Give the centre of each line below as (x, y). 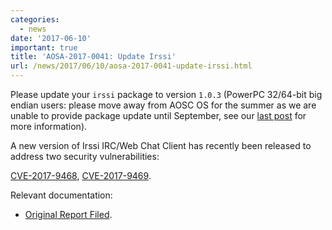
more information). (49, 126)
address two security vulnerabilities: (85, 156)
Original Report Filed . (68, 214)
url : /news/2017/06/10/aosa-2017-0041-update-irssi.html (131, 66)
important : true (44, 47)
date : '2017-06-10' (51, 38)
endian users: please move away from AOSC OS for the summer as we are (163, 105)
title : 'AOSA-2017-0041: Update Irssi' (93, 57)
